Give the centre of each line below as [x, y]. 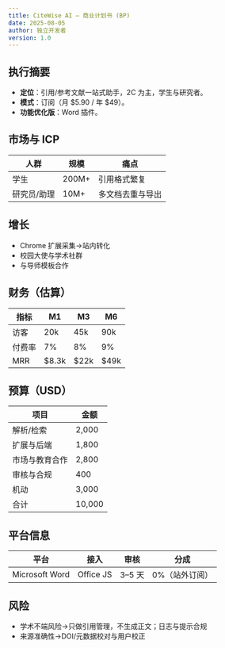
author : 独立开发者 [37, 30]
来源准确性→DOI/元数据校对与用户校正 [82, 636]
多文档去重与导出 [130, 194]
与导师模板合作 [44, 265]
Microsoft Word [41, 574]
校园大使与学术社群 [51, 255]
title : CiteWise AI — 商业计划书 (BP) [69, 15]
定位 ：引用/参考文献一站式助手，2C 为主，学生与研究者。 [113, 93]
